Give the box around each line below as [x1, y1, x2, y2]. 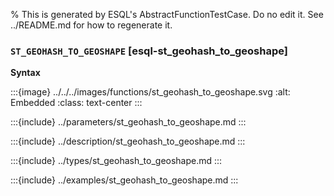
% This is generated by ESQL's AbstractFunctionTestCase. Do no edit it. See [10, 9, 324, 20]
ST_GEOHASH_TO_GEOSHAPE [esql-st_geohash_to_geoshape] [10, 44, 288, 58]
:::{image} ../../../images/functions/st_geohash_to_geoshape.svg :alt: [10, 86, 291, 98]
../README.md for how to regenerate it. [10, 19, 173, 31]
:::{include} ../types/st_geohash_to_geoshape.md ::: [10, 155, 223, 167]
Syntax [10, 67, 41, 79]
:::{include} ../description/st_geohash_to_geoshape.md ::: [10, 135, 246, 148]
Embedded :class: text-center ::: [10, 97, 143, 109]
